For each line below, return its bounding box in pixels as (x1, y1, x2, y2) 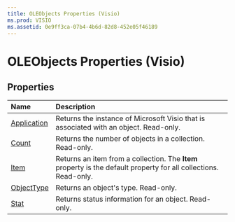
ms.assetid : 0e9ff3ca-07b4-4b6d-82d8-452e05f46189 (7, 23, 158, 30)
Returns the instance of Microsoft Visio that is (55, 113, 205, 123)
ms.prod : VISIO (7, 17, 52, 24)
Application (10, 118, 48, 128)
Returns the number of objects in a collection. (55, 134, 205, 144)
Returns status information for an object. (55, 194, 188, 204)
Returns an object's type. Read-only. (55, 183, 177, 193)
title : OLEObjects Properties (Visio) (7, 10, 120, 18)
